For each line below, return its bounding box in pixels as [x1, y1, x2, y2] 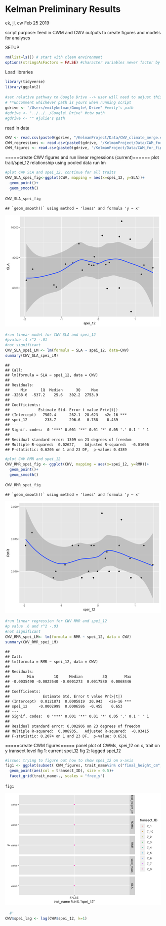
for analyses [5, 35, 31, 41]
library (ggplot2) [5, 84, 41, 89]
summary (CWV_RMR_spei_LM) [5, 639, 58, 644]
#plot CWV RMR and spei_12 [5, 456, 61, 462]
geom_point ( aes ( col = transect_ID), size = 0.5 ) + [9, 769, 114, 773]
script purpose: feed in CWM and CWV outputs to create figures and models [5, 29, 161, 35]
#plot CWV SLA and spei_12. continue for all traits [5, 170, 116, 175]
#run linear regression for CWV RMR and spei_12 [5, 618, 107, 624]
